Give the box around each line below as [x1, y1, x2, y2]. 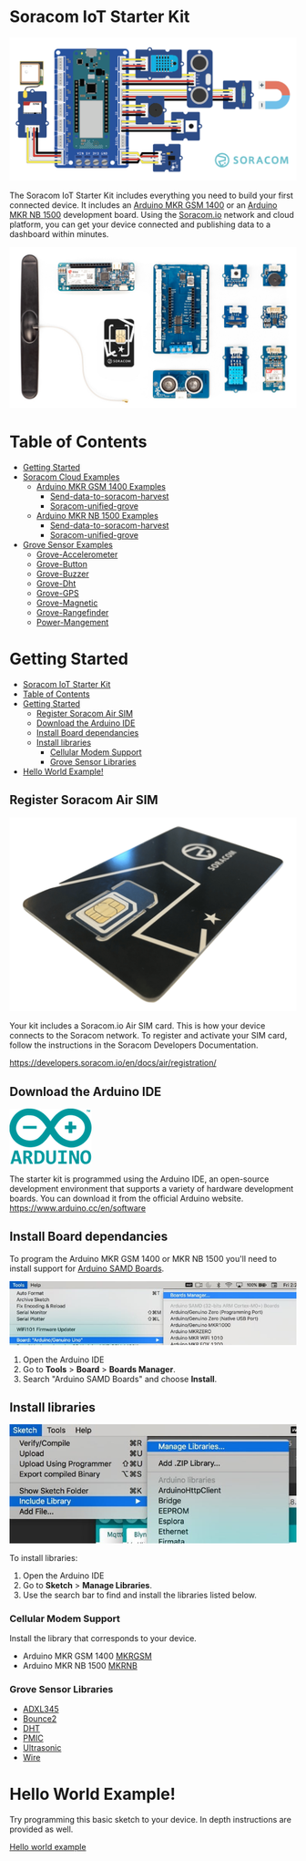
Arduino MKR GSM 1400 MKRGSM [22, 1650, 152, 1661]
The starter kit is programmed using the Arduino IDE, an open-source [9, 1173, 270, 1184]
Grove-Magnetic [36, 597, 98, 608]
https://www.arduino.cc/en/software [9, 1203, 147, 1214]
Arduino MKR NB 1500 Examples [36, 510, 159, 521]
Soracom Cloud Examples [22, 471, 120, 482]
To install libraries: [9, 1552, 78, 1563]
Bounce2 [22, 1713, 57, 1724]
